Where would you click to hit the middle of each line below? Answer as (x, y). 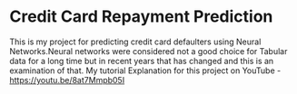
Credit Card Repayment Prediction (141, 17)
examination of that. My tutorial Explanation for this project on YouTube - (145, 70)
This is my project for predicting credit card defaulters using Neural (135, 42)
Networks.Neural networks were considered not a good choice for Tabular (148, 51)
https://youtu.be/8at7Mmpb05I (67, 80)
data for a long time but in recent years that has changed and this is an (142, 61)
